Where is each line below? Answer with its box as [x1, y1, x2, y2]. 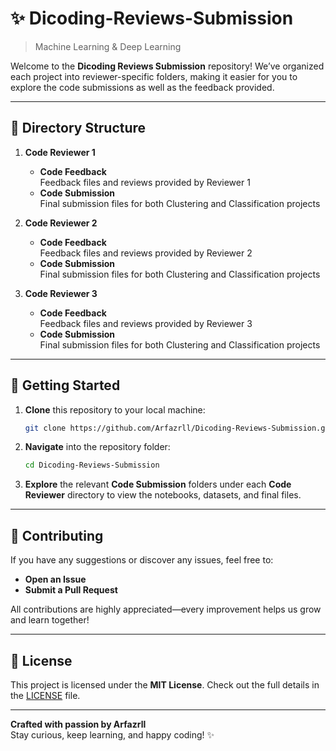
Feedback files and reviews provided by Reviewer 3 [39, 317, 253, 329]
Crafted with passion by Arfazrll [10, 718, 147, 730]
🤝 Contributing [10, 527, 104, 544]
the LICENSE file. [10, 689, 81, 701]
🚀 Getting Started [10, 377, 121, 394]
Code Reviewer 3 [24, 287, 98, 299]
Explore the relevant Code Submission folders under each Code [24, 478, 292, 491]
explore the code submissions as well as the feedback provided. [10, 81, 275, 93]
